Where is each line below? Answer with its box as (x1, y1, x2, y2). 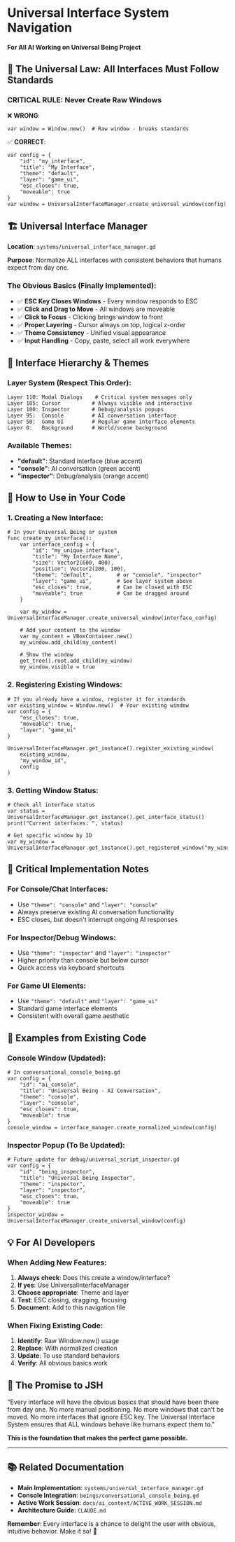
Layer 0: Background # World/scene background (7, 425, 168, 432)
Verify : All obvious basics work (17, 1359, 108, 1368)
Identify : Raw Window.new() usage (17, 1337, 120, 1345)
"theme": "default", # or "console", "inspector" (32, 572, 201, 579)
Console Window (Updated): (7, 1053, 106, 1063)
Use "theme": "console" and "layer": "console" (17, 900, 159, 909)
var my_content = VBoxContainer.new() (20, 633, 133, 640)
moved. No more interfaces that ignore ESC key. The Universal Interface (7, 1413, 215, 1421)
